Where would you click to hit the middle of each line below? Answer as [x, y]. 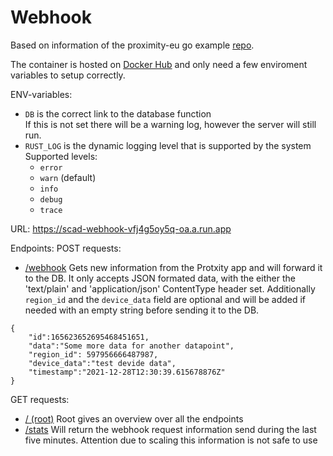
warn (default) [68, 177]
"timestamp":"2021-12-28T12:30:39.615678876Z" [127, 372]
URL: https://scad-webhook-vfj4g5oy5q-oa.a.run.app [121, 228]
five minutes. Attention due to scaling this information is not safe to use [171, 440]
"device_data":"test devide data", [102, 363]
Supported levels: [61, 156]
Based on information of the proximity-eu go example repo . [132, 45]
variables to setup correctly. [68, 75]
